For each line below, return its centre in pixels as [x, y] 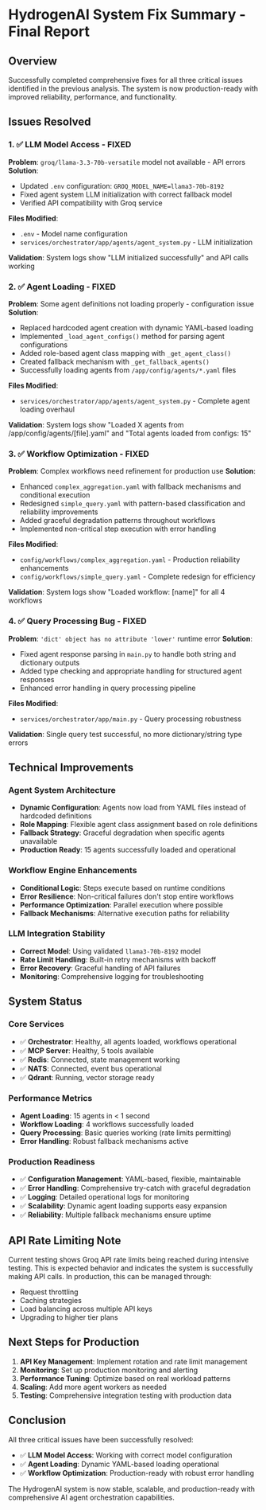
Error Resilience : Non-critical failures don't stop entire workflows [127, 896]
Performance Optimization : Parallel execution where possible [121, 904]
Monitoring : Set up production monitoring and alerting [109, 1370]
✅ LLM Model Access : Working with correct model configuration [126, 1455]
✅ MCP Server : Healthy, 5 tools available [87, 1050]
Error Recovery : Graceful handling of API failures [100, 968]
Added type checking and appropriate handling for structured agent [131, 671]
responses [37, 679]
